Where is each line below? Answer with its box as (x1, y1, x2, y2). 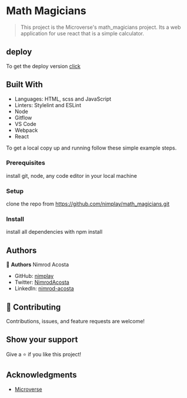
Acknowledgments (6, 370, 78, 380)
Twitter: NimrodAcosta (14, 278, 69, 286)
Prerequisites (6, 159, 45, 167)
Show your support (6, 334, 78, 345)
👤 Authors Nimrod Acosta (6, 261, 69, 268)
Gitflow (14, 114, 32, 121)
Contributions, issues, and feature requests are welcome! (6, 318, 145, 325)
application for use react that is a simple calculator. (20, 29, 145, 37)
